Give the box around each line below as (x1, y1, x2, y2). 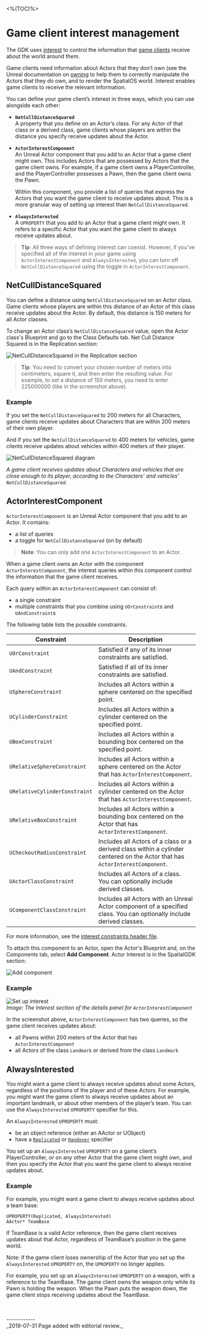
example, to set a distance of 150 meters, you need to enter (20, 376, 168, 383)
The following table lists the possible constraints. (6, 621, 127, 628)
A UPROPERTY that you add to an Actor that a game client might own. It (14, 219, 185, 226)
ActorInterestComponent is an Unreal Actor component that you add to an (6, 512, 188, 519)
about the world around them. (6, 53, 80, 60)
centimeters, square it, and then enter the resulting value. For (20, 370, 173, 377)
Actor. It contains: (6, 519, 50, 526)
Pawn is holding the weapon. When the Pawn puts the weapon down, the (6, 1285, 188, 1292)
